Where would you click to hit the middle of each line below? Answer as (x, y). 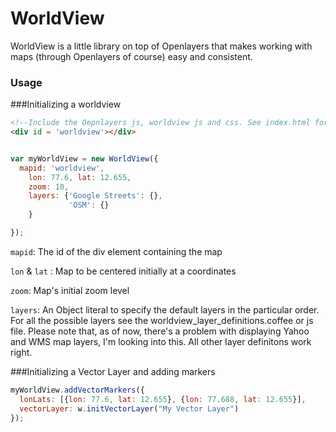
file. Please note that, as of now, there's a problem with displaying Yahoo (160, 331)
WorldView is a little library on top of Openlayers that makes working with (161, 46)
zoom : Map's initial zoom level (70, 290)
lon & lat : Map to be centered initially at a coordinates (123, 271)
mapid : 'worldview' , (62, 168)
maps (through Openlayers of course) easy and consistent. (131, 56)
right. (21, 352)
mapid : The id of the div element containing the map (116, 251)
